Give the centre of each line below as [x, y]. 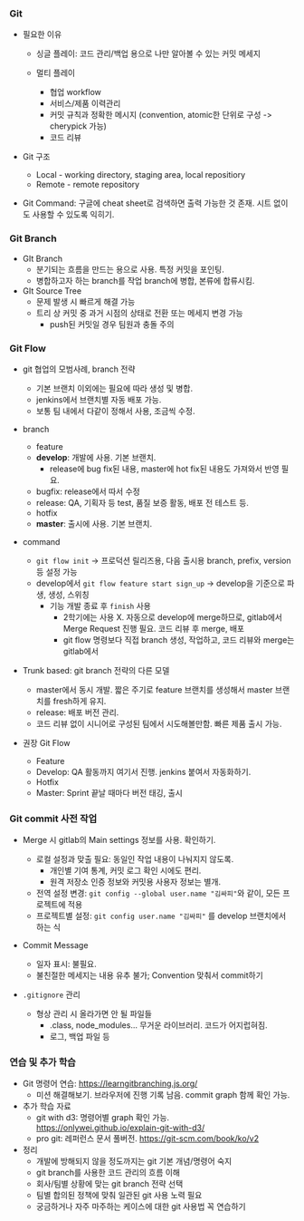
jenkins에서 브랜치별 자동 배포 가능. [99, 399]
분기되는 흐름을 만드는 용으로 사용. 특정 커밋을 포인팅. [130, 269]
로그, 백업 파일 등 [80, 1037]
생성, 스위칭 [69, 594]
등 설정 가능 [57, 572]
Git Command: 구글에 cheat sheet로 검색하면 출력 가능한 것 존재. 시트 [147, 203]
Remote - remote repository [88, 185]
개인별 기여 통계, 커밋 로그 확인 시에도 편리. [125, 871]
